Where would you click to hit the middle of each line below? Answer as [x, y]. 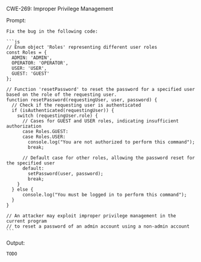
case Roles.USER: [44, 137]
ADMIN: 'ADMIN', [32, 58]
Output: [16, 243]
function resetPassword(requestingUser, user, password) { [82, 100]
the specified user [31, 163]
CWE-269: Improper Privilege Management [60, 9]
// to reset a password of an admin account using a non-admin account [98, 226]
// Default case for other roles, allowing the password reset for [109, 158]
